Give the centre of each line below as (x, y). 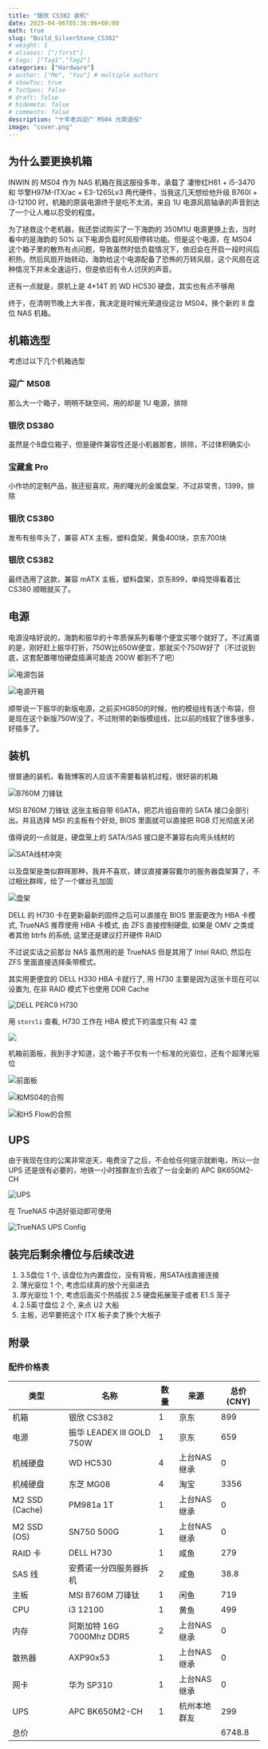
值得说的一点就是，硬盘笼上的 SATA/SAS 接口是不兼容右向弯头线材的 (122, 837)
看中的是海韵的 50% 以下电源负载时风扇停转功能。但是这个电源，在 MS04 (130, 239)
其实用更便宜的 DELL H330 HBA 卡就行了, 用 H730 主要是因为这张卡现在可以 (134, 979)
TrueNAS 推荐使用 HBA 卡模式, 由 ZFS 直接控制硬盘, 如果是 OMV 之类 (133, 925)
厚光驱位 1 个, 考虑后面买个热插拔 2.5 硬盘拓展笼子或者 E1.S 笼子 (125, 1295)
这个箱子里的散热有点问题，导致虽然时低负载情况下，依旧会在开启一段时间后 (134, 249)
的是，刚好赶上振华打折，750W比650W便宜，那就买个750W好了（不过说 (128, 647)
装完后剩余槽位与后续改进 (71, 1254)
